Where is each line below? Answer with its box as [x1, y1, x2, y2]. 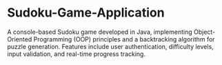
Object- [193, 28, 216, 36]
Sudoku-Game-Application [7, 5, 165, 21]
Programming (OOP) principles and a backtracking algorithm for [33, 35, 215, 43]
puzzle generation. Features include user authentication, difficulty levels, [7, 42, 214, 50]
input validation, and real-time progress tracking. [7, 50, 146, 58]
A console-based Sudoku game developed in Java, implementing [7, 28, 193, 36]
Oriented [7, 35, 32, 43]
